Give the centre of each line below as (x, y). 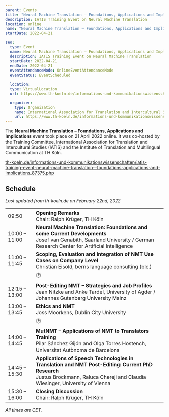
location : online (23, 24)
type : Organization (35, 107)
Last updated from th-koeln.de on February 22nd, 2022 (63, 201)
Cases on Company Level (67, 260)
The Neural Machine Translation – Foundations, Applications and (74, 131)
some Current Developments (71, 233)
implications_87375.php (30, 173)
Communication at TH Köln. (34, 153)
